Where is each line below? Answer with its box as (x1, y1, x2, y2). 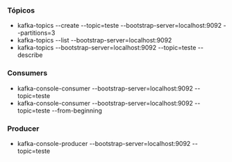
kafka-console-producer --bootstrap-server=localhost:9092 (17, 139, 191, 147)
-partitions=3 (17, 29, 56, 37)
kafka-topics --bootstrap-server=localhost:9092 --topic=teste (17, 44, 197, 52)
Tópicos (7, 6, 35, 15)
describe (17, 51, 43, 59)
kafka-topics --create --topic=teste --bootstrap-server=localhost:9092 (17, 22, 222, 30)
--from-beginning (51, 106, 103, 115)
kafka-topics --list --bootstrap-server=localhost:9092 (17, 36, 172, 44)
